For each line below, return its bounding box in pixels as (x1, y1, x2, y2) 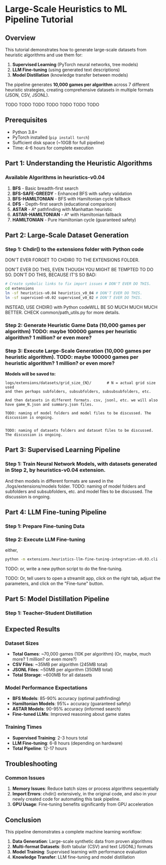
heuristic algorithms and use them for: (5, 52, 83, 58)
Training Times (5, 724, 42, 731)
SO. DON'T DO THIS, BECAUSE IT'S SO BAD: (5, 272, 97, 278)
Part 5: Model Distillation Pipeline (5, 595, 110, 603)
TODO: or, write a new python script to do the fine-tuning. (5, 566, 123, 572)
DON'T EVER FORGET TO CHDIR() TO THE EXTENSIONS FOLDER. (5, 257, 140, 263)
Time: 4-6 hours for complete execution (12, 145, 94, 151)
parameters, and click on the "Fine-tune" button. (5, 580, 104, 586)
